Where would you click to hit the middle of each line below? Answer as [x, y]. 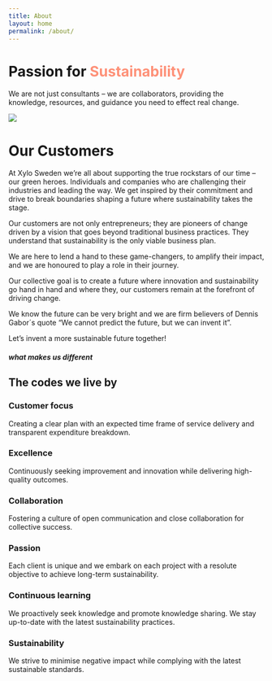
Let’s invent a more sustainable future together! [87, 338]
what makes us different [51, 357]
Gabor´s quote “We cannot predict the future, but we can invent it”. [120, 323]
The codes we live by [63, 383]
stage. [19, 207]
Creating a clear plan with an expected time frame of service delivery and [132, 423]
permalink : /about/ [41, 31]
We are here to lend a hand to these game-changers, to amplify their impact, [136, 256]
